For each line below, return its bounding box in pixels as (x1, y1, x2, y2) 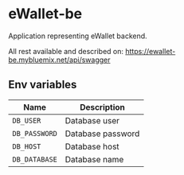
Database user (65, 115, 120, 126)
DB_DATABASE (12, 154, 58, 164)
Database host (65, 141, 119, 152)
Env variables (8, 78, 77, 91)
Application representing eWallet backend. (8, 31, 147, 41)
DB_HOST (12, 142, 41, 151)
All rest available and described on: (8, 46, 124, 56)
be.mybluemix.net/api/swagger (8, 55, 111, 64)
